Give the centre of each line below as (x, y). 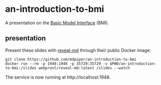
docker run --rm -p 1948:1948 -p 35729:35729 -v (56, 64)
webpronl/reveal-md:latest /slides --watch (84, 68)
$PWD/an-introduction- (133, 64)
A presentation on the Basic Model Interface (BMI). (57, 23)
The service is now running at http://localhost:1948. (58, 77)
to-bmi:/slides (21, 68)
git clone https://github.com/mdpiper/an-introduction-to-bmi (71, 59)
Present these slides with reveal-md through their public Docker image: (78, 50)
